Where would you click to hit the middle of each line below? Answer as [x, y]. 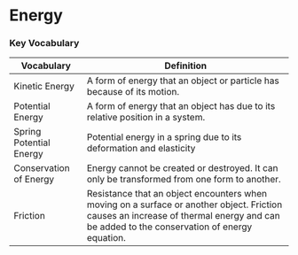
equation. [106, 238]
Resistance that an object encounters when [177, 194]
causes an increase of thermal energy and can [184, 216]
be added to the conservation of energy [169, 227]
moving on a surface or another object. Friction [184, 205]
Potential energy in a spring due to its [164, 137]
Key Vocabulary [44, 43]
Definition [185, 66]
